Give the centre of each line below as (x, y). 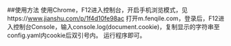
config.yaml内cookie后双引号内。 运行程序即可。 (77, 35)
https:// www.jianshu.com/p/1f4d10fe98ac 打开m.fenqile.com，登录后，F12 (113, 18)
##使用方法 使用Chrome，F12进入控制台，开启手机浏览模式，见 (98, 10)
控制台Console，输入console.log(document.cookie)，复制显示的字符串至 (117, 27)
